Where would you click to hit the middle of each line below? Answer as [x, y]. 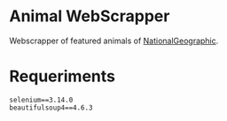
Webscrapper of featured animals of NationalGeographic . [114, 41]
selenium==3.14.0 [41, 100]
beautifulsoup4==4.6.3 [51, 108]
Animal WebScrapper [90, 16]
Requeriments [62, 76]
